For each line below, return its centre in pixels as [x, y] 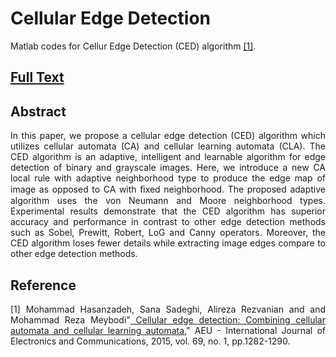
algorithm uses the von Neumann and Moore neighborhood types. [168, 201]
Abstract [38, 111]
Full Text [37, 77]
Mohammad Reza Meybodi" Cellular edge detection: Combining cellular [168, 319]
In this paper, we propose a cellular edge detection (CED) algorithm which [168, 136]
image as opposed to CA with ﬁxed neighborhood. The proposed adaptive [168, 189]
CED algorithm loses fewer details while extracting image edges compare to [168, 243]
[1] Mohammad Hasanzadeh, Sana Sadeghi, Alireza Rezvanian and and [168, 309]
